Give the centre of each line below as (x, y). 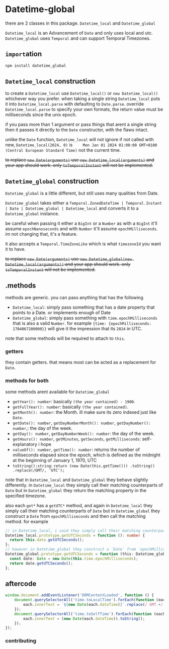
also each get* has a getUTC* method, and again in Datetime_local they (79, 505)
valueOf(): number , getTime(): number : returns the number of (76, 449)
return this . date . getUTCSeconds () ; (47, 540)
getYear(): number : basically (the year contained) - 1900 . (74, 401)
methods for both (27, 381)
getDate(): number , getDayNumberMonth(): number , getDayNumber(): (81, 423)
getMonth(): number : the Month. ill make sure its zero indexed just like (84, 412)
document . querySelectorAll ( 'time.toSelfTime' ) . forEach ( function (83, 614)
